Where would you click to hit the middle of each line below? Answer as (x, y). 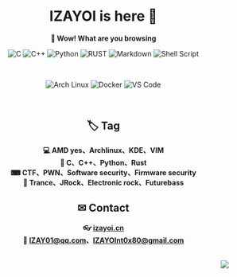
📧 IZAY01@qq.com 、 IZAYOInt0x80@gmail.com (103, 240)
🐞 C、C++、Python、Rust (103, 162)
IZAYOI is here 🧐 (103, 16)
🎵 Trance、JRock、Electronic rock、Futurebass (103, 182)
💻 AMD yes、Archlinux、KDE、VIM (103, 150)
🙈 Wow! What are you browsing (103, 38)
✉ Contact (103, 208)
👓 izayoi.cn (103, 228)
